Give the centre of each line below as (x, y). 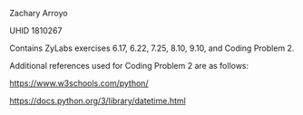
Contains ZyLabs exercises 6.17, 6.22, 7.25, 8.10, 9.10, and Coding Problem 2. (152, 48)
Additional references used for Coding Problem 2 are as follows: (129, 66)
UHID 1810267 (36, 30)
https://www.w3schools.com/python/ (79, 83)
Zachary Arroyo (39, 13)
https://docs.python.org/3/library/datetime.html (98, 101)
